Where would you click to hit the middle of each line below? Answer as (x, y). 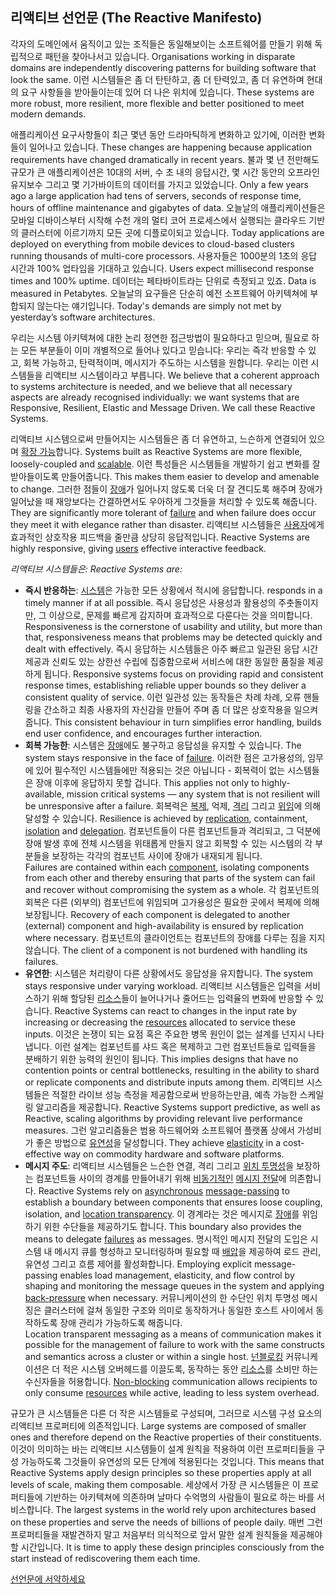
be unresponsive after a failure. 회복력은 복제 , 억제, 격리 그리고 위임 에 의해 (173, 805)
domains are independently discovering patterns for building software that (163, 67)
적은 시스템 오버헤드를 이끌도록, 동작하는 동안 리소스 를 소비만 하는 (190, 1369)
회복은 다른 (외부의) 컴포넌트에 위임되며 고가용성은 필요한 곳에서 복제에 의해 (172, 902)
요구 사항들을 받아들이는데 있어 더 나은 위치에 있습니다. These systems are (167, 92)
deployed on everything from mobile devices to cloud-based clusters (152, 244)
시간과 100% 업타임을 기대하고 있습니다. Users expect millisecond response (162, 268)
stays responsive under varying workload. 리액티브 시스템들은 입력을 (163, 985)
